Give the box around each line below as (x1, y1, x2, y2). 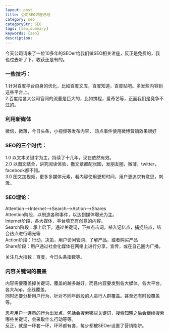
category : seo (5, 17, 35, 22)
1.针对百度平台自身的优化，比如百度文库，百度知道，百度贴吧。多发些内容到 (5, 83, 163, 89)
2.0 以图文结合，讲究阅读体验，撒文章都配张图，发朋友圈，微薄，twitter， (5, 160, 159, 167)
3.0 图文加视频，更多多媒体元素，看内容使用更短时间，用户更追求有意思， (5, 173, 159, 180)
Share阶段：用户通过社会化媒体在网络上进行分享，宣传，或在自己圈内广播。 (5, 243, 163, 249)
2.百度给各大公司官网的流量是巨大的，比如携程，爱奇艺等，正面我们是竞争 (5, 96, 160, 102)
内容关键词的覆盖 (5, 268, 47, 275)
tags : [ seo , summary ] (5, 26, 49, 31)
